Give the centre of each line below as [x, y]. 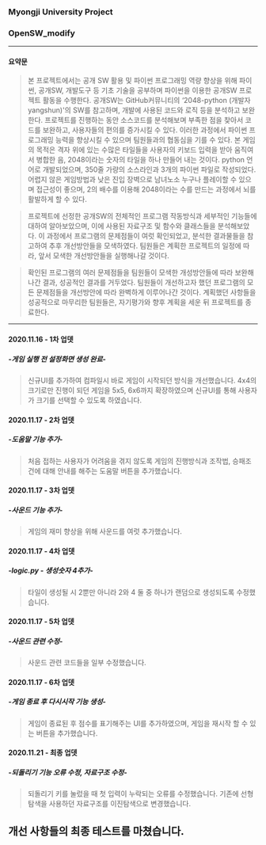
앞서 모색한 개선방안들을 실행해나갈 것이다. [104, 256]
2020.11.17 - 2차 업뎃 [42, 420]
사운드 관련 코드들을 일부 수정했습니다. [87, 663]
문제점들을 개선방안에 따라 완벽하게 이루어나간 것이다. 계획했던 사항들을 [146, 292]
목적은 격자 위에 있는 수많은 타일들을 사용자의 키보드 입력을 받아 [134, 150]
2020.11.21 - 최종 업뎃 [43, 753]
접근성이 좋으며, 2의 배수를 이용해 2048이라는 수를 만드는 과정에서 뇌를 [146, 189]
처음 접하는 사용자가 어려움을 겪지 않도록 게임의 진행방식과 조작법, [129, 461]
